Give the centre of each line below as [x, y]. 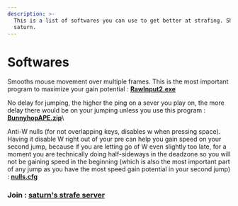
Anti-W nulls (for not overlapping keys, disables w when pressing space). [114, 132]
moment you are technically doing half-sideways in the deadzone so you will [119, 154]
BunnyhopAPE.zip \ [36, 118]
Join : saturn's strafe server [56, 195]
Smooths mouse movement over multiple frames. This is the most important [118, 81]
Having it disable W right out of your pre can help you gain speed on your [114, 139]
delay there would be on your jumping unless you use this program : [107, 110]
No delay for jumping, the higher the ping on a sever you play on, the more [116, 103]
